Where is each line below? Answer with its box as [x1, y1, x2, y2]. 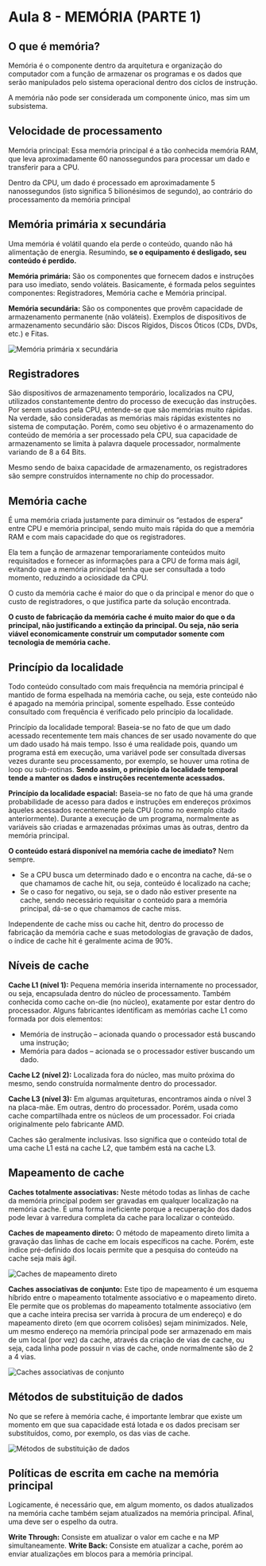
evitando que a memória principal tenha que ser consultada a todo [8, 564, 226, 574]
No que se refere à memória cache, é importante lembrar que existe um [8, 1411, 243, 1421]
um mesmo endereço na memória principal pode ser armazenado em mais [8, 1326, 253, 1335]
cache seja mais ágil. [8, 1253, 77, 1263]
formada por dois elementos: [8, 1014, 103, 1023]
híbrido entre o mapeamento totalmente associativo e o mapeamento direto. [8, 1293, 256, 1302]
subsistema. [8, 102, 48, 110]
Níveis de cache [8, 959, 90, 973]
